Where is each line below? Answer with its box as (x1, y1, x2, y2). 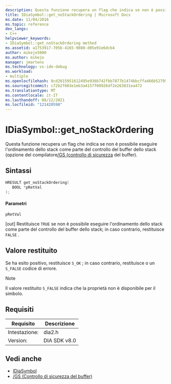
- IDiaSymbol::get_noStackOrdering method (5, 41, 97, 46)
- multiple (5, 74, 28, 79)
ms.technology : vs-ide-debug (5, 64, 67, 69)
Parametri (5, 201, 27, 207)
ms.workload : (5, 69, 33, 74)
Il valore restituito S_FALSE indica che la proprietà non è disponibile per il (5, 285, 156, 291)
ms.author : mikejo (5, 54, 44, 60)
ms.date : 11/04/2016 (5, 17, 49, 22)
